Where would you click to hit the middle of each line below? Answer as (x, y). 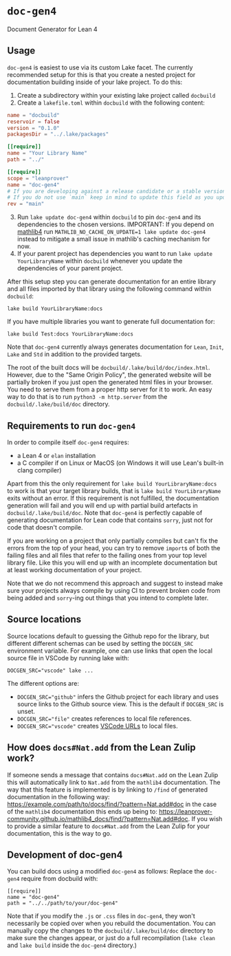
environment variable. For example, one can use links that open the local (110, 651)
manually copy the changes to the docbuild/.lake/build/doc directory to (110, 931)
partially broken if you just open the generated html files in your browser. (110, 382)
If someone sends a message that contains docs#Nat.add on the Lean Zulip (113, 774)
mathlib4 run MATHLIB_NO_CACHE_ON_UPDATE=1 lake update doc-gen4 (111, 232)
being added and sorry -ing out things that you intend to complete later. (108, 598)
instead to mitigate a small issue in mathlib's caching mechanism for (113, 239)
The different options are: (43, 683)
